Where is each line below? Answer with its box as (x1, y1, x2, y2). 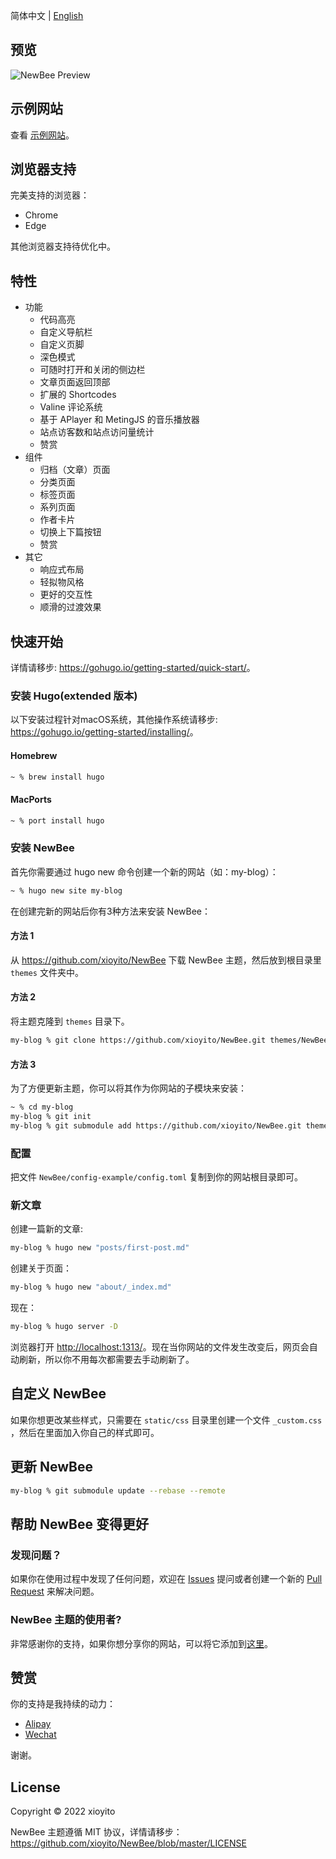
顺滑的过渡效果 (39, 601, 102, 613)
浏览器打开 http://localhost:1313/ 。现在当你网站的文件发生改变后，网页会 (10, 1341, 310, 1353)
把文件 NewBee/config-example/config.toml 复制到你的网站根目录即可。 (10, 1171, 304, 1183)
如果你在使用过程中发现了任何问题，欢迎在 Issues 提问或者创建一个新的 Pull (10, 1573, 323, 1585)
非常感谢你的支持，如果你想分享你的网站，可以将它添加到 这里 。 (10, 1637, 273, 1649)
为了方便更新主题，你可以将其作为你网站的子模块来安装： (10, 1082, 247, 1094)
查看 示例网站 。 (10, 129, 75, 141)
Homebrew (10, 749, 58, 761)
